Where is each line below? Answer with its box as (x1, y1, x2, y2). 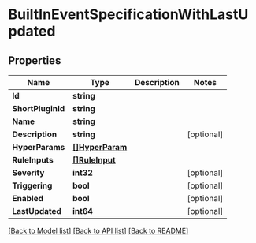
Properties (8, 54, 61, 67)
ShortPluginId (12, 103, 65, 114)
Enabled (12, 193, 44, 204)
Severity (12, 167, 45, 178)
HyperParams (12, 142, 65, 152)
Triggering (12, 180, 53, 191)
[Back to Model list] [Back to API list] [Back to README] (8, 226, 189, 235)
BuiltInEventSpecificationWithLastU (8, 6, 249, 24)
